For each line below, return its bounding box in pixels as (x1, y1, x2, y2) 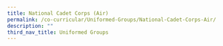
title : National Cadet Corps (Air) (7, 9, 109, 17)
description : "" (7, 22, 54, 29)
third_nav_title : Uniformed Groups (7, 28, 109, 36)
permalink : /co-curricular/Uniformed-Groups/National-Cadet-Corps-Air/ (7, 16, 216, 23)
